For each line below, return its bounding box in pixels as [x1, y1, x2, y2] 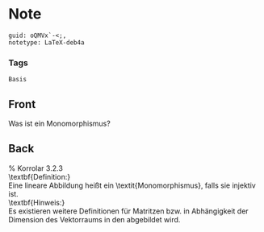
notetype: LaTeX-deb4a [8, 38, 85, 47]
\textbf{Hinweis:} [8, 197, 65, 207]
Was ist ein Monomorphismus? [8, 118, 111, 129]
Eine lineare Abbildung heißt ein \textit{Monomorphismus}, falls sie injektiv [8, 180, 256, 190]
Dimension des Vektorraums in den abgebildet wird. [8, 214, 181, 224]
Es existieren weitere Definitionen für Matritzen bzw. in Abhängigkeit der [8, 206, 249, 216]
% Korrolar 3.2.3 [8, 163, 63, 173]
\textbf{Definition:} [8, 172, 71, 181]
